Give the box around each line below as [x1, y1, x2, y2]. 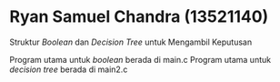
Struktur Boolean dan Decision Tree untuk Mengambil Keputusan [9, 36, 253, 47]
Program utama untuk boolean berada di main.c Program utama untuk [9, 54, 271, 65]
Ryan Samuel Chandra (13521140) [9, 6, 269, 27]
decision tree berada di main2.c [9, 64, 128, 75]
